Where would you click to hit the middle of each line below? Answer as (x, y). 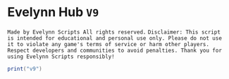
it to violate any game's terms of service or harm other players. (109, 44)
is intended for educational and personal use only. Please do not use (114, 38)
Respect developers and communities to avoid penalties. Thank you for (114, 50)
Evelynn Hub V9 (53, 12)
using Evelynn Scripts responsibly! (61, 57)
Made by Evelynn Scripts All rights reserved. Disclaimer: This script (114, 32)
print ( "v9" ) (25, 69)
